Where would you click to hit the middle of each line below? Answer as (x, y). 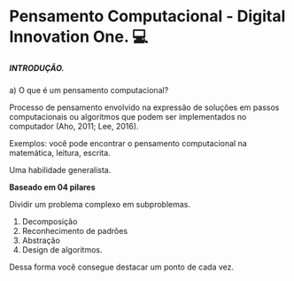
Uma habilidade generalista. (60, 170)
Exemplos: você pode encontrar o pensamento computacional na (128, 144)
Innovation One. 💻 (79, 37)
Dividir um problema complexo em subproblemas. (100, 205)
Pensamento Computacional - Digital (147, 16)
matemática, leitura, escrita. (60, 153)
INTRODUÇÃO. (37, 67)
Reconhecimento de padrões (75, 231)
